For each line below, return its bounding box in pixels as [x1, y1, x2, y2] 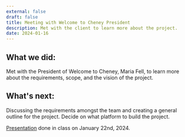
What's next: [6, 91, 55, 101]
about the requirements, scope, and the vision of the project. [6, 74, 154, 81]
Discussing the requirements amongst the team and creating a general [6, 106, 177, 113]
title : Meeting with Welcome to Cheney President [6, 19, 131, 25]
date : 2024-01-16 [6, 31, 49, 36]
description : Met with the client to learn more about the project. [6, 25, 178, 31]
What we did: [6, 52, 56, 62]
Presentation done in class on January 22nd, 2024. [6, 124, 131, 131]
